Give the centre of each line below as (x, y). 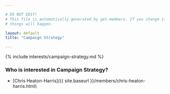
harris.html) (25, 86)
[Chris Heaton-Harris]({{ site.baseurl (51, 81)
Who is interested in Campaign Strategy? (57, 70)
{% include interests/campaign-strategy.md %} (54, 57)
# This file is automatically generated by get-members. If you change (82, 19)
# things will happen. (29, 24)
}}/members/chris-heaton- (118, 81)
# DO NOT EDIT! (21, 14)
